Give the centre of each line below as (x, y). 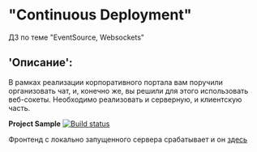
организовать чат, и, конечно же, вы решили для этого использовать (128, 91)
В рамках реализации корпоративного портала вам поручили (116, 82)
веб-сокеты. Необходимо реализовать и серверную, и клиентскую (125, 99)
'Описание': (41, 63)
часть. (19, 108)
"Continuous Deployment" (100, 15)
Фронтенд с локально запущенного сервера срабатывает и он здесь (128, 139)
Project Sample (34, 124)
